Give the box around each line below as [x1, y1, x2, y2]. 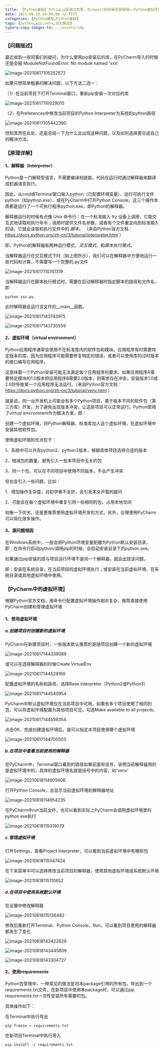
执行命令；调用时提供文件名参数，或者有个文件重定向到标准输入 [30, 220, 159, 225]
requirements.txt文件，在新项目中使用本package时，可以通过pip [5, 987, 135, 992]
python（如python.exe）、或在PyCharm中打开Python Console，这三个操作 [5, 197, 154, 203]
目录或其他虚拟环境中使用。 [9, 572, 65, 578]
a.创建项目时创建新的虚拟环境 [5, 628, 65, 634]
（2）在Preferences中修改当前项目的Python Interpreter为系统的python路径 [5, 110, 156, 116]
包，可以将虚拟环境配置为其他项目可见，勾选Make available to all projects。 [5, 707, 158, 712]
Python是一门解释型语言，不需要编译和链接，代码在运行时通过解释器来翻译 [5, 174, 156, 181]
